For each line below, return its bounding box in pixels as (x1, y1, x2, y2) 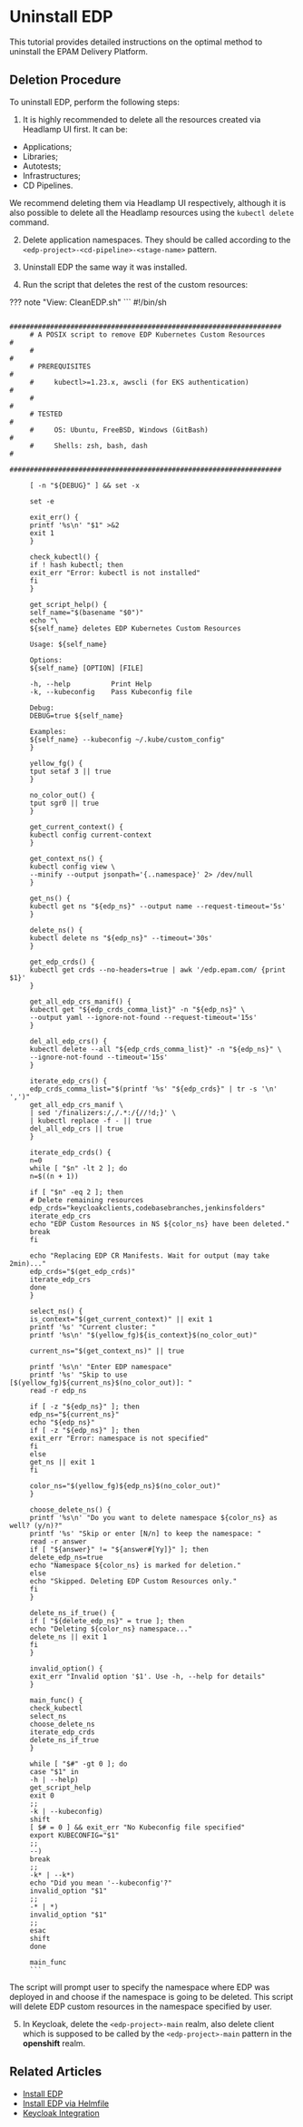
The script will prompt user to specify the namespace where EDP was (9, 1981, 270, 1993)
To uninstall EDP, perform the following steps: (9, 96, 180, 107)
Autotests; (22, 161, 62, 172)
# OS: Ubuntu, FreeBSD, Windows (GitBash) (29, 425, 209, 435)
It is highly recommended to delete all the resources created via (22, 113, 261, 124)
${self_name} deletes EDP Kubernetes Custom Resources (29, 623, 242, 632)
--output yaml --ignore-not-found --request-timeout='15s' (29, 1013, 258, 1022)
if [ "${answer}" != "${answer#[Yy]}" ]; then (29, 1544, 209, 1554)
